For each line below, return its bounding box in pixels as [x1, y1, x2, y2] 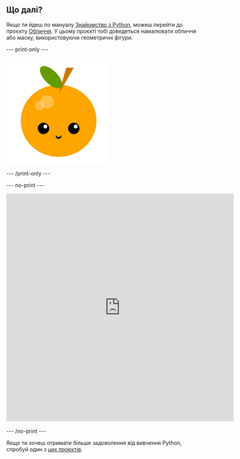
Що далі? [6, 5, 43, 15]
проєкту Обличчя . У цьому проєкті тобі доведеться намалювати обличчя [6, 27, 197, 35]
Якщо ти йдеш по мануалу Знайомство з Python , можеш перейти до [6, 21, 183, 28]
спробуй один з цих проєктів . [6, 446, 83, 453]
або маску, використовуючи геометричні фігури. [6, 33, 133, 41]
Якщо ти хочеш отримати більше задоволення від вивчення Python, [6, 439, 182, 446]
